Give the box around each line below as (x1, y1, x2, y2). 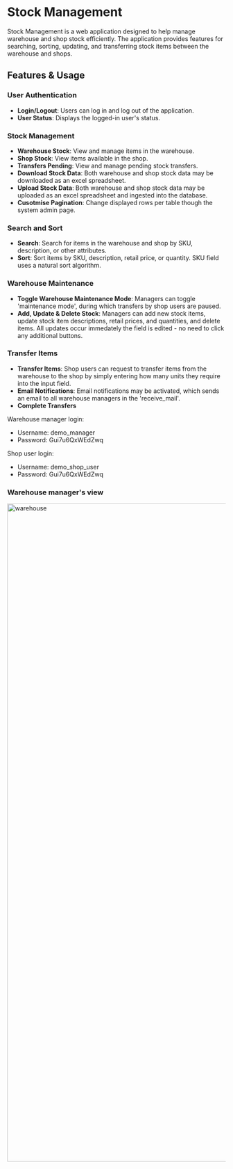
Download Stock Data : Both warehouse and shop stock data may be (17, 168, 214, 177)
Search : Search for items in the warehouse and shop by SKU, (17, 239, 193, 248)
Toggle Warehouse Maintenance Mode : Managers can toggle (17, 294, 196, 303)
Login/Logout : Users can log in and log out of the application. (17, 106, 194, 115)
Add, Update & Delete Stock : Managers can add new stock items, (17, 309, 206, 317)
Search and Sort (7, 223, 63, 233)
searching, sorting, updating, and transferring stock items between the (7, 42, 209, 50)
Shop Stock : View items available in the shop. (17, 154, 148, 162)
